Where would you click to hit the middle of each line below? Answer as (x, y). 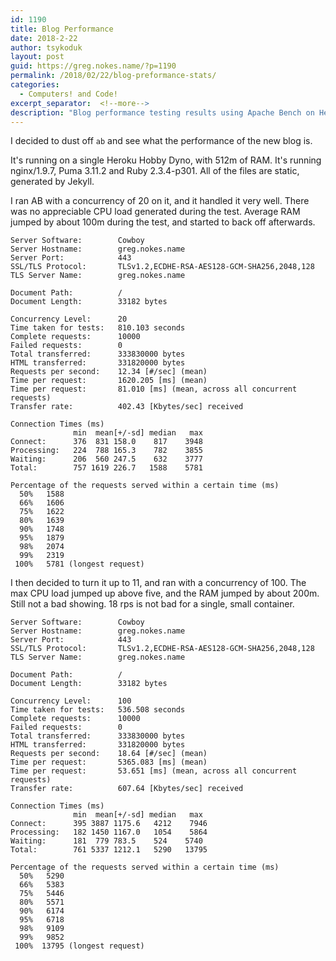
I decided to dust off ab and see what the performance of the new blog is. (161, 141)
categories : (35, 85)
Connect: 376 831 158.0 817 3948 (106, 442)
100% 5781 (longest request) (79, 564)
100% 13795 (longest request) (79, 946)
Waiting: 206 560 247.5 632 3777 (106, 459)
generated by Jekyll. (52, 182)
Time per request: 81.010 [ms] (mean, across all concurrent (154, 389)
